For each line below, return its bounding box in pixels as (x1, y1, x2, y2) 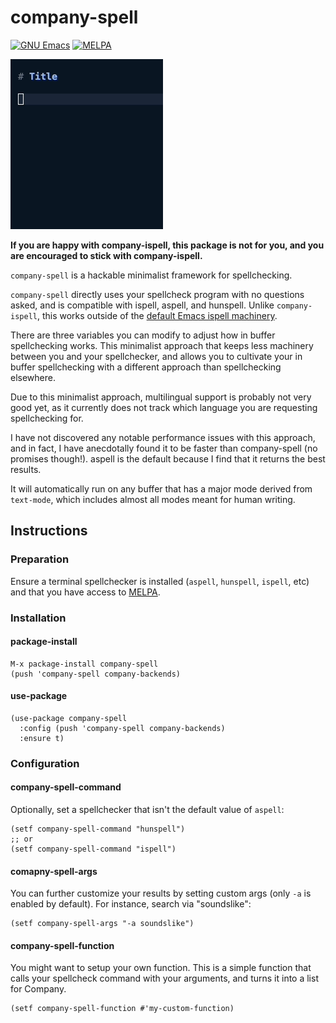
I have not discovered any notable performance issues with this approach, (10, 431, 316, 443)
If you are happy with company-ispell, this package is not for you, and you (10, 239, 325, 251)
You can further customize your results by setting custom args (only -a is (10, 887, 312, 900)
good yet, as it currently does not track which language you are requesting (10, 401, 318, 413)
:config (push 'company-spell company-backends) (19, 723, 226, 733)
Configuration (10, 756, 80, 770)
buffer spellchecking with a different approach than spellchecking (10, 361, 282, 373)
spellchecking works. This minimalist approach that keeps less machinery (10, 339, 314, 351)
